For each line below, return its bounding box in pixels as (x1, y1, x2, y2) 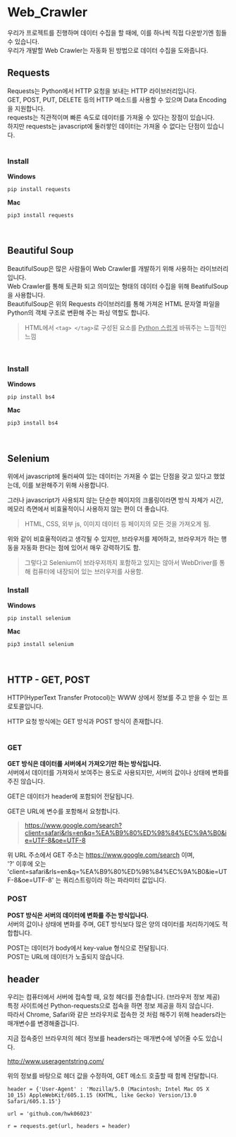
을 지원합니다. (7, 104, 46, 113)
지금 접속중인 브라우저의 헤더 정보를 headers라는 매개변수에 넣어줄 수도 (7, 1034, 204, 1042)
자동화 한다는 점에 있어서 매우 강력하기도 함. (20, 543, 141, 552)
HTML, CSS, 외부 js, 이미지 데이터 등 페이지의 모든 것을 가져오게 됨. (24, 519, 211, 528)
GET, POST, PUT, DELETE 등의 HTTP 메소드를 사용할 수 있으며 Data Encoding (7, 95, 227, 104)
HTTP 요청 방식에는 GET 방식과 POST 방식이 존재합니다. (7, 717, 163, 726)
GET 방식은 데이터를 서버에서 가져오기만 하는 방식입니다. (7, 760, 162, 768)
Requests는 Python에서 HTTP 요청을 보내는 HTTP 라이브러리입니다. (7, 86, 197, 95)
